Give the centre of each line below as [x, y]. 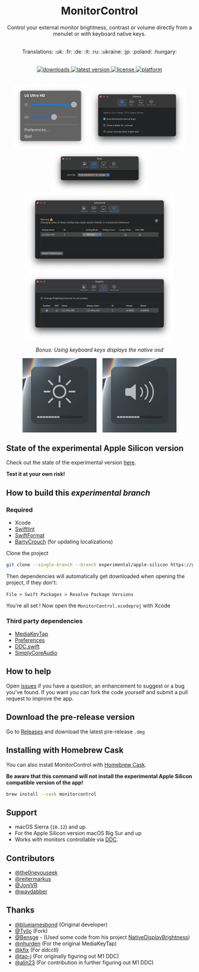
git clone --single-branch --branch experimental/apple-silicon [87, 565]
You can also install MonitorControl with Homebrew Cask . [76, 764]
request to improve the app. [40, 698]
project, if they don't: [32, 582]
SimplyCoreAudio [36, 653]
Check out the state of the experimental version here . [71, 463]
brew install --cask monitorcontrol [51, 794]
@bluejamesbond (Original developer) [61, 924]
